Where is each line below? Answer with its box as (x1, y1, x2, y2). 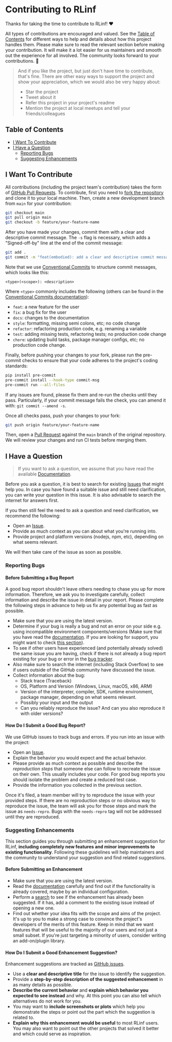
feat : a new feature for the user (12, 304, 80, 310)
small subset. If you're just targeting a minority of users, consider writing (12, 932, 166, 938)
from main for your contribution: (5, 200, 72, 206)
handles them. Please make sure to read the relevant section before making (5, 41, 165, 47)
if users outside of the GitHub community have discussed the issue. (12, 667, 156, 673)
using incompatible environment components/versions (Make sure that (12, 629, 162, 635)
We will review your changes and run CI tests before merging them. (5, 437, 147, 443)
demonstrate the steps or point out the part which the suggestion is (12, 1009, 155, 1015)
